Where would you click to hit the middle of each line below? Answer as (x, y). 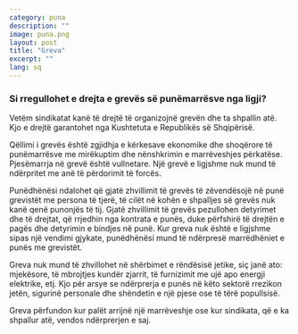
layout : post (33, 42)
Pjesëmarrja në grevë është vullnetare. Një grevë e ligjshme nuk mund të (143, 164)
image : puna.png (39, 34)
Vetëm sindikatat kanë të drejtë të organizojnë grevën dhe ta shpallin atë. (143, 118)
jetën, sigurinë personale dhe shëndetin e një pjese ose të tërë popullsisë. (145, 293)
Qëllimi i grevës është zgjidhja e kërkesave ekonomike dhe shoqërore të (141, 145)
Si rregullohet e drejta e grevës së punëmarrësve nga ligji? (138, 98)
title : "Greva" (37, 51)
